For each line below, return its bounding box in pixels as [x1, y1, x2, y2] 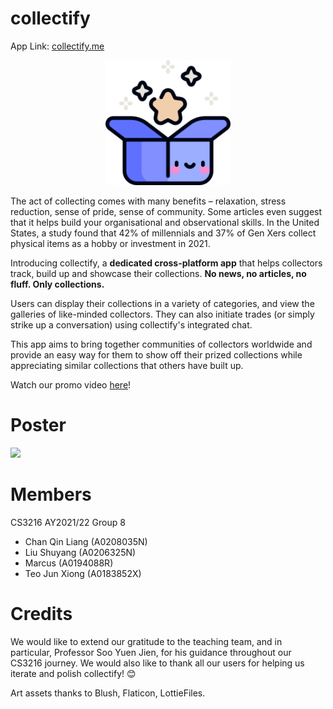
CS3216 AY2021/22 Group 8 [10, 516, 126, 528]
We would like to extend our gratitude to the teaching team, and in [10, 635, 283, 647]
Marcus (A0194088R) [24, 557, 114, 569]
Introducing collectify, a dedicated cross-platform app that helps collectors [10, 257, 323, 269]
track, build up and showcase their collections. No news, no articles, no [10, 267, 307, 279]
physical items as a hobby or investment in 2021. [10, 237, 211, 249]
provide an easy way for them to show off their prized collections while [10, 348, 303, 361]
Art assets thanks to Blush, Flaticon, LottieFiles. [10, 687, 206, 699]
